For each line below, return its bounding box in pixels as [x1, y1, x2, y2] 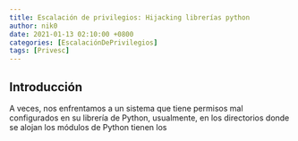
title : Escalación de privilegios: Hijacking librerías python [9, 12, 251, 22]
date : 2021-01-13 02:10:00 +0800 [9, 29, 134, 38]
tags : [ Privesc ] [9, 46, 70, 55]
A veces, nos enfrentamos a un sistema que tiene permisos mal [9, 103, 243, 113]
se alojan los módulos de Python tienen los [9, 121, 167, 132]
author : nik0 [9, 21, 58, 30]
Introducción [9, 79, 83, 95]
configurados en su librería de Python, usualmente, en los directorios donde [9, 112, 290, 123]
